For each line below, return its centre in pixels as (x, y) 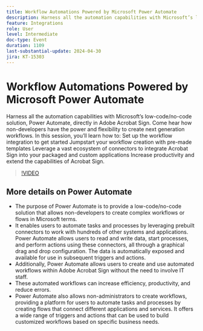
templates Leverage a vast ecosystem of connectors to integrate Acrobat (97, 148)
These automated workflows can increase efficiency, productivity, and (102, 283)
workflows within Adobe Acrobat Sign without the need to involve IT (100, 271)
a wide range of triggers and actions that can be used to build (92, 315)
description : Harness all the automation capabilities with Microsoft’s (100, 18)
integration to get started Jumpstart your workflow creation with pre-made (99, 142)
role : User (20, 29)
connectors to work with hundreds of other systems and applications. (101, 232)
